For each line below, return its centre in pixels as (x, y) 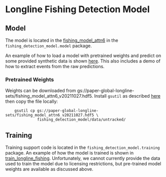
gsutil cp (25, 111)
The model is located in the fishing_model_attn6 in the (62, 40)
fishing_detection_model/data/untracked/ (81, 120)
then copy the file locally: (32, 101)
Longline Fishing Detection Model (77, 9)
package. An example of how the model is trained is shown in (70, 153)
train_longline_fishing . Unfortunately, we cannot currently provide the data (83, 158)
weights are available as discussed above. (49, 169)
